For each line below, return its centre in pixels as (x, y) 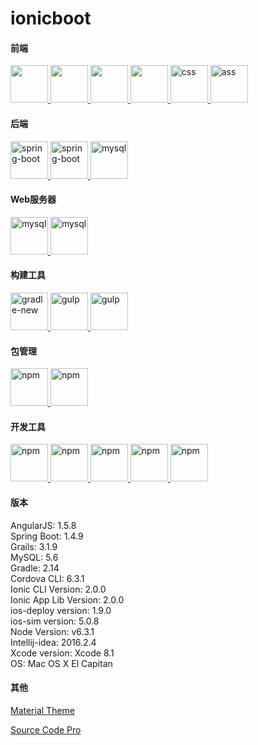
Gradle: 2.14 (35, 568)
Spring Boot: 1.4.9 (47, 536)
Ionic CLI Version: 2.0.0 (58, 589)
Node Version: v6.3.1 (52, 631)
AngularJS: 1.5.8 (43, 525)
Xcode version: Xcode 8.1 (62, 653)
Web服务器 (33, 199)
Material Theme (43, 710)
